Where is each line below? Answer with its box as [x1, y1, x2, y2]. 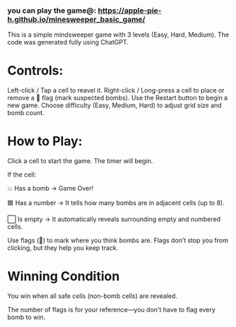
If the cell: [7, 170, 37, 179]
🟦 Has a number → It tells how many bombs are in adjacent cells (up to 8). [7, 198, 225, 207]
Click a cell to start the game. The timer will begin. [7, 157, 153, 165]
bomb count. [7, 109, 45, 117]
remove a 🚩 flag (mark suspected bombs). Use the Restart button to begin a [7, 94, 228, 102]
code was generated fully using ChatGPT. [7, 38, 129, 47]
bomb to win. [7, 313, 46, 321]
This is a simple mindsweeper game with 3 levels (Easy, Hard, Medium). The [7, 30, 230, 39]
